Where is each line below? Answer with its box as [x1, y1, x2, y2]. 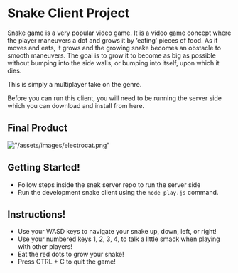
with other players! [17, 242, 73, 251]
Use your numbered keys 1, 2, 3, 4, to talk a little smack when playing [17, 235, 220, 243]
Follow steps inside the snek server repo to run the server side [17, 180, 201, 189]
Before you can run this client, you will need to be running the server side [7, 94, 222, 102]
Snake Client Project [7, 5, 130, 21]
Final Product [7, 122, 67, 134]
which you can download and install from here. [7, 101, 144, 109]
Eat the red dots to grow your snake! [17, 250, 124, 259]
